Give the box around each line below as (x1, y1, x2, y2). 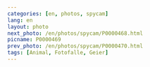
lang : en (7, 17, 33, 24)
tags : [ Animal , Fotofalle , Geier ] (7, 50, 109, 57)
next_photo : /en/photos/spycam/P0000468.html (7, 29, 143, 37)
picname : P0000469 (7, 36, 61, 43)
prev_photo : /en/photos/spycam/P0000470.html (7, 43, 143, 50)
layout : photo (7, 23, 49, 30)
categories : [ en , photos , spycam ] (7, 10, 109, 17)
